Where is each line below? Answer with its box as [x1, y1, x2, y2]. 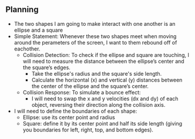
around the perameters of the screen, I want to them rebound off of [14, 39, 177, 46]
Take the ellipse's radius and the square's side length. [31, 70, 162, 77]
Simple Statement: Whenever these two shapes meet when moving [14, 32, 177, 40]
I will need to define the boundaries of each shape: [14, 107, 137, 114]
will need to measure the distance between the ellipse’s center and [22, 57, 184, 65]
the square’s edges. [22, 64, 71, 71]
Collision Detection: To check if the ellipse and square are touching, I [22, 51, 189, 58]
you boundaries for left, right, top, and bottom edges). [22, 126, 154, 133]
